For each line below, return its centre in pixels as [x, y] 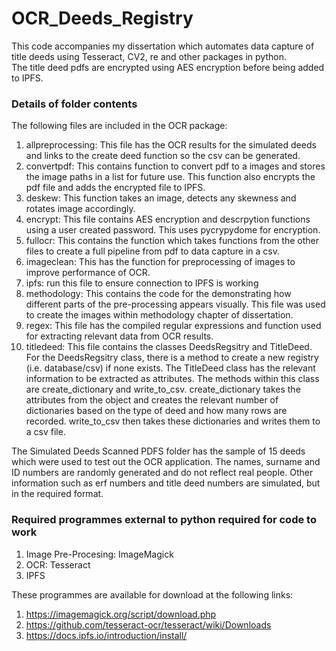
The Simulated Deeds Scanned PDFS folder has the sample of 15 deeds [158, 451]
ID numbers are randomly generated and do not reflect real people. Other [162, 473]
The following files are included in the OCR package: [119, 126]
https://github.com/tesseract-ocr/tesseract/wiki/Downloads [148, 624]
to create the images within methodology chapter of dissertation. [159, 315]
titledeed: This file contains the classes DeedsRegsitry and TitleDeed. [169, 347]
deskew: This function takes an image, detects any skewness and [161, 198]
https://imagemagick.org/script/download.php [121, 614]
